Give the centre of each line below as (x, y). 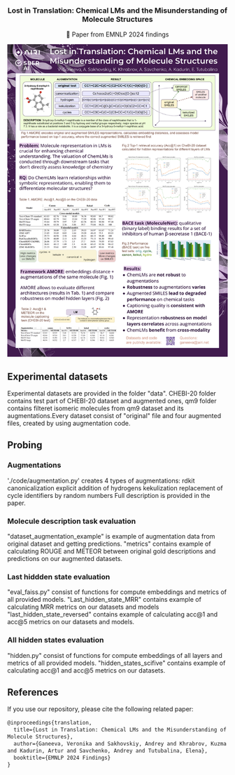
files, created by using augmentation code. (69, 423)
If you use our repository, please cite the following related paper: (100, 709)
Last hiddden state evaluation (59, 577)
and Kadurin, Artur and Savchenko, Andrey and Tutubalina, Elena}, (108, 751)
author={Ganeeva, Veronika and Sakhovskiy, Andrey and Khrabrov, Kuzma (120, 744)
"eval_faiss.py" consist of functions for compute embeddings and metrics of (117, 592)
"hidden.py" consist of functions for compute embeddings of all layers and (115, 655)
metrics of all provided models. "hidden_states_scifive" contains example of (116, 663)
